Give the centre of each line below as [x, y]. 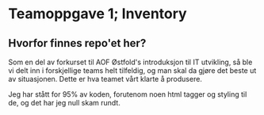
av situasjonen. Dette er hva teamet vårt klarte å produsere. [105, 79]
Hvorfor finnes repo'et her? [77, 43]
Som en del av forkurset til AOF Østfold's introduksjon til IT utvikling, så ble [130, 62]
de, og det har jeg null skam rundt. [64, 103]
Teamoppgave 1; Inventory [98, 14]
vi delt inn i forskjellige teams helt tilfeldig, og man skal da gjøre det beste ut [132, 71]
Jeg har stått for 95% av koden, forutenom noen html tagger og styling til [128, 94]
